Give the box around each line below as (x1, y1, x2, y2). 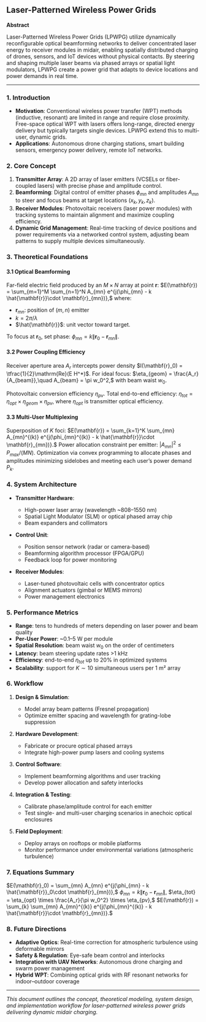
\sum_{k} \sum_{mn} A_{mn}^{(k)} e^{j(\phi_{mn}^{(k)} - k (6, 902, 152, 910)
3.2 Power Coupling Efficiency (6, 348, 86, 355)
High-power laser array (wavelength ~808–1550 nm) (24, 506, 158, 513)
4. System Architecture (6, 480, 77, 489)
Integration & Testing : (15, 791, 72, 798)
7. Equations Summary (6, 868, 75, 877)
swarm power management (15, 965, 85, 972)
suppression (24, 718, 56, 726)
